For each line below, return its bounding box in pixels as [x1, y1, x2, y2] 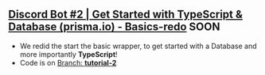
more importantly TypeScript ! [19, 49, 118, 59]
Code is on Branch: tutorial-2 [19, 58, 117, 67]
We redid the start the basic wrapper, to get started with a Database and [19, 41, 257, 51]
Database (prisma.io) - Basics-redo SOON [8, 21, 220, 34]
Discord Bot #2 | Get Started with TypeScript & [8, 8, 243, 21]
